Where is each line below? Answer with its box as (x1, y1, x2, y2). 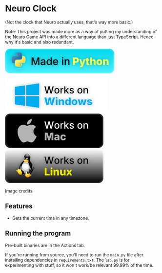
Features (5, 202, 33, 210)
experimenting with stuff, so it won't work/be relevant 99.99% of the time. (5, 262, 154, 268)
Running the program (5, 229, 71, 238)
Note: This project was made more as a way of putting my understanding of (5, 28, 157, 34)
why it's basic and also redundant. (5, 39, 74, 45)
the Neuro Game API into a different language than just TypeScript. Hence (5, 34, 154, 40)
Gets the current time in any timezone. (12, 215, 89, 221)
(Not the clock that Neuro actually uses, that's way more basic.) (5, 19, 133, 25)
